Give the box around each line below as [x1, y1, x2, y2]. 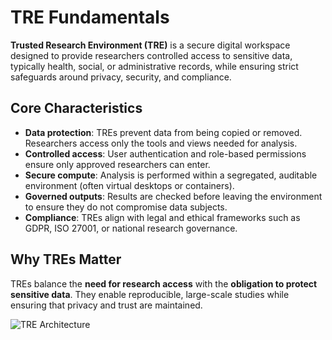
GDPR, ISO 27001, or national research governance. [24, 222, 238, 234]
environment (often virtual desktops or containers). [24, 179, 235, 191]
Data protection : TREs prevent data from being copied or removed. [24, 126, 303, 138]
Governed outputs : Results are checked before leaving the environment [24, 190, 323, 202]
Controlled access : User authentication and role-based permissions [24, 147, 307, 160]
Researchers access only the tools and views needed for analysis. [24, 137, 298, 149]
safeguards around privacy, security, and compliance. [10, 71, 232, 83]
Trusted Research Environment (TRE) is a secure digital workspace [10, 39, 291, 51]
